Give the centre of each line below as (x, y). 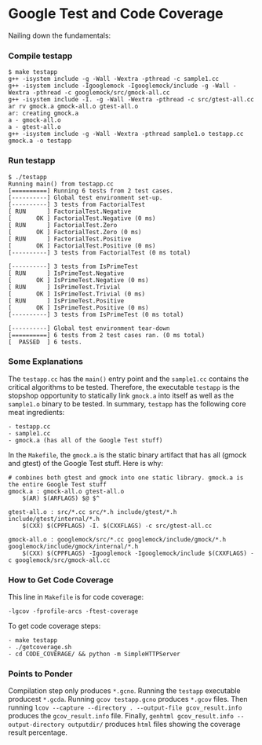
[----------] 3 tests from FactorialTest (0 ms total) (100, 252)
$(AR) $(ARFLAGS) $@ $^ (61, 498)
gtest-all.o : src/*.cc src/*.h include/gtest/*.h (93, 512)
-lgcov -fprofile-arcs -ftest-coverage (73, 611)
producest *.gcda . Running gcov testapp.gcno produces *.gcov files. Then (128, 699)
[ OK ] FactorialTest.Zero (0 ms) (75, 232)
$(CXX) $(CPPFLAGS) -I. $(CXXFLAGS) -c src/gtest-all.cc (117, 526)
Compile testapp (40, 56)
